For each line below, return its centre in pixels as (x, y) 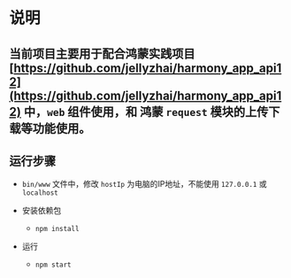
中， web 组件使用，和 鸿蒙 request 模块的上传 (146, 112)
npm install (57, 229)
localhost (40, 193)
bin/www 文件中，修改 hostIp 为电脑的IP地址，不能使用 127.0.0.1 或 (144, 184)
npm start (54, 265)
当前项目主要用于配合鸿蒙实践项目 (102, 54)
